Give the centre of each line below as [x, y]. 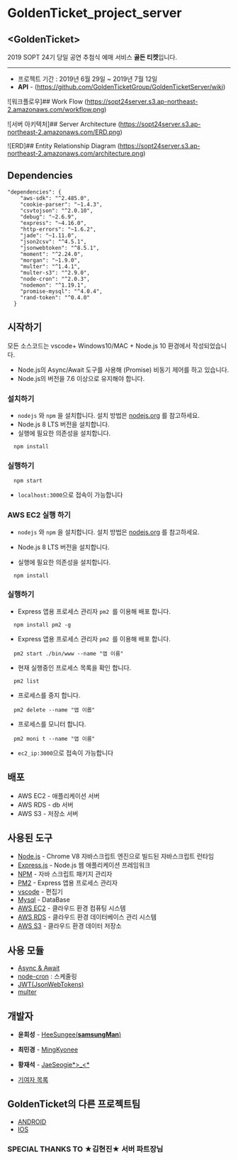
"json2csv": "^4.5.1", [53, 242]
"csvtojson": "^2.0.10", [57, 211]
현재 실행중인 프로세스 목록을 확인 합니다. [74, 668]
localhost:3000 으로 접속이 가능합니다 [70, 495]
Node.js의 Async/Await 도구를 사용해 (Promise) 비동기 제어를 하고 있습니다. [123, 370]
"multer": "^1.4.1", [50, 266]
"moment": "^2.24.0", [52, 254]
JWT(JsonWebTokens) [51, 985]
